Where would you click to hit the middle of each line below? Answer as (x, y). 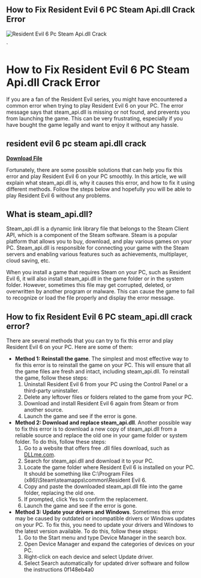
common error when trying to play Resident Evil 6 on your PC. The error (95, 105)
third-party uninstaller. (52, 391)
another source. (43, 410)
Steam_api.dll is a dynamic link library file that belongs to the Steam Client (97, 229)
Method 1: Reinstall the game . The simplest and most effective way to (102, 359)
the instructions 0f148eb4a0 (59, 570)
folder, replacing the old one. (59, 493)
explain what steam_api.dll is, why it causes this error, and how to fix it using (100, 182)
